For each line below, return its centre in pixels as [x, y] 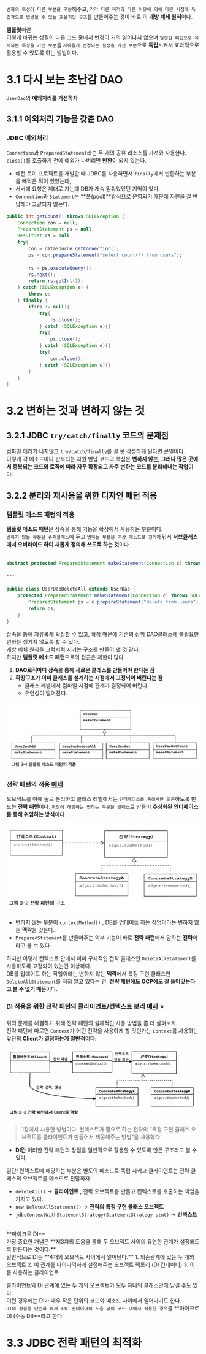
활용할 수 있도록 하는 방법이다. [42, 53]
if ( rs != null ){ [49, 307]
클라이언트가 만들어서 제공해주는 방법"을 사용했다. [102, 1137]
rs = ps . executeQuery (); [60, 268]
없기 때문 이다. [41, 989]
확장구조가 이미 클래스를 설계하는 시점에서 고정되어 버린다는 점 [89, 678]
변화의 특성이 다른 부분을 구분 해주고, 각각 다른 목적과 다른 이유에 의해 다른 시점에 [97, 9]
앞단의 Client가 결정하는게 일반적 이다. [51, 1038]
